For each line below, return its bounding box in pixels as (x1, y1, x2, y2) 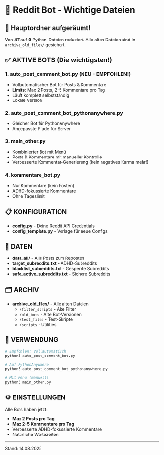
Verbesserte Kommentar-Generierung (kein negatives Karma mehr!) (12, 159, 149, 165)
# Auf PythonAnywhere (5, 362, 49, 367)
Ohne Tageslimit (12, 193, 45, 199)
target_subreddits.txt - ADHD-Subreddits (12, 260, 97, 266)
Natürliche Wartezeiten (12, 431, 59, 437)
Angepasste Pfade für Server (12, 125, 71, 131)
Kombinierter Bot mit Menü (12, 149, 66, 155)
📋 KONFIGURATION (5, 207, 67, 216)
